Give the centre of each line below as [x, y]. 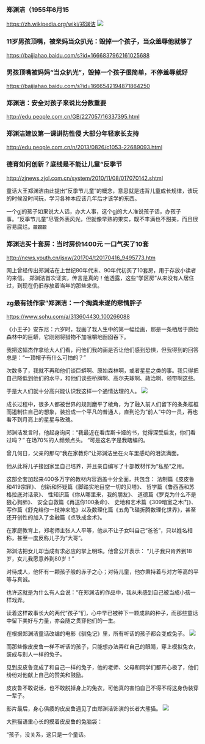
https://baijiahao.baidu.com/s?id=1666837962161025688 [78, 55]
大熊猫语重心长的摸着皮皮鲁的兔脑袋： [54, 722]
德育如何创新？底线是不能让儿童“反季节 [64, 165]
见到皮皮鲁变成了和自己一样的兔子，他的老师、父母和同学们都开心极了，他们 [103, 668]
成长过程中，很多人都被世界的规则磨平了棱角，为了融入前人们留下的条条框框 [103, 404]
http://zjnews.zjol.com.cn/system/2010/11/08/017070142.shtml [85, 178]
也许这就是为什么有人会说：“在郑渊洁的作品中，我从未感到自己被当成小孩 [99, 592]
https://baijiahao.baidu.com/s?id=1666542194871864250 [78, 86]
